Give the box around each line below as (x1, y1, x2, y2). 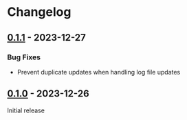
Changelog (7, 4, 71, 20)
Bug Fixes (7, 52, 41, 62)
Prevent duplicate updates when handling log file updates (16, 68, 181, 76)
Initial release (7, 106, 45, 114)
